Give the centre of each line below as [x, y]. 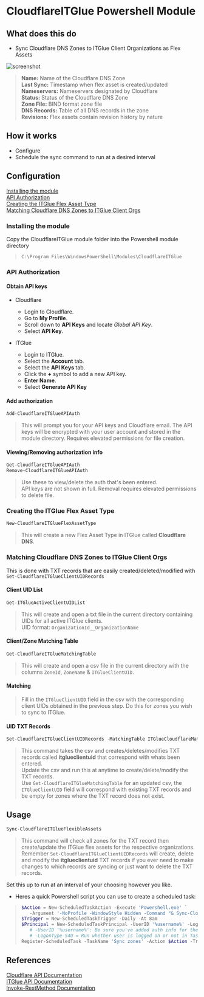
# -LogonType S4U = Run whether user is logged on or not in [108, 936]
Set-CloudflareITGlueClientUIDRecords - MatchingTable [76, 739]
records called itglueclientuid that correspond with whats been [100, 757]
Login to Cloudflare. [49, 312]
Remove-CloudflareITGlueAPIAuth [47, 471]
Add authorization [30, 401]
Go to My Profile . [46, 318]
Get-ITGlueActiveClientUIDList [46, 603]
